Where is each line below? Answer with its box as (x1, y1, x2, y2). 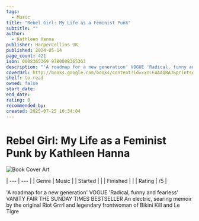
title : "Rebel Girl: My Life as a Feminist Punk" (6, 20, 131, 26)
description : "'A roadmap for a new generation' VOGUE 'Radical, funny (6, 64, 187, 70)
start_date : (6, 86, 36, 92)
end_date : (6, 91, 31, 97)
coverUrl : (6, 70, 31, 75)
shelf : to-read (6, 75, 44, 81)
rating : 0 (6, 97, 31, 103)
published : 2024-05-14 (6, 48, 62, 53)
